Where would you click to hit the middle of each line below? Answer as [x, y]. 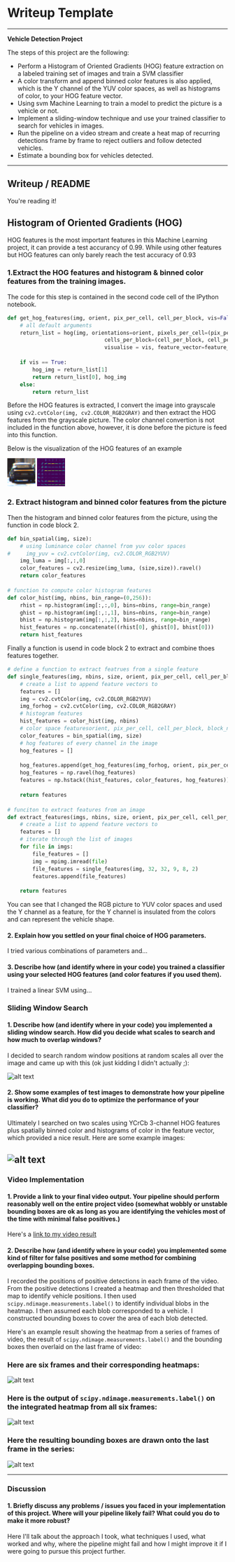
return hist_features [51, 635]
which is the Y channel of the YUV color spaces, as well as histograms [119, 88]
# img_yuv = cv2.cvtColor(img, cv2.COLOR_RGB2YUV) [89, 554]
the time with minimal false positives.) [64, 1219]
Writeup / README [49, 184]
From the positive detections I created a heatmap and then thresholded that [116, 1288]
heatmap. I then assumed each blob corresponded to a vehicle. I [100, 1310]
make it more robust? [39, 1521]
